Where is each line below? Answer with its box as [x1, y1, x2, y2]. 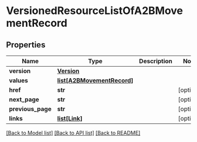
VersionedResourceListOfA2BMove [6, 4, 184, 18]
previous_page [9, 105, 52, 113]
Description [138, 57, 173, 65]
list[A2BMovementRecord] [57, 77, 134, 84]
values [9, 77, 28, 84]
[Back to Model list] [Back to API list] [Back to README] [6, 130, 141, 136]
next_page [9, 95, 39, 103]
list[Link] [57, 115, 83, 122]
